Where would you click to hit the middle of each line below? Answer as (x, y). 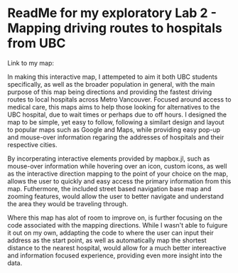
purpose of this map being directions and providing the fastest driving (110, 92)
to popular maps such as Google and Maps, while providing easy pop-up (114, 129)
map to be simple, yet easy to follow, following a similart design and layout (116, 122)
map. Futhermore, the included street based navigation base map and (109, 188)
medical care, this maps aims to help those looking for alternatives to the (114, 107)
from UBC (37, 43)
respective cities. (32, 144)
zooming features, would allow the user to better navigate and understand (116, 196)
